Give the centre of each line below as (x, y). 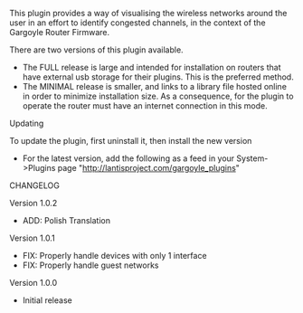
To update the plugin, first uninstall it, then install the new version (131, 141)
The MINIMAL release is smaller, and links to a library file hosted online (155, 86)
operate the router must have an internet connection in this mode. (145, 106)
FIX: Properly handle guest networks (90, 265)
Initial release (47, 300)
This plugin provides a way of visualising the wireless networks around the (148, 13)
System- (252, 158)
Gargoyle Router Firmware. (60, 32)
